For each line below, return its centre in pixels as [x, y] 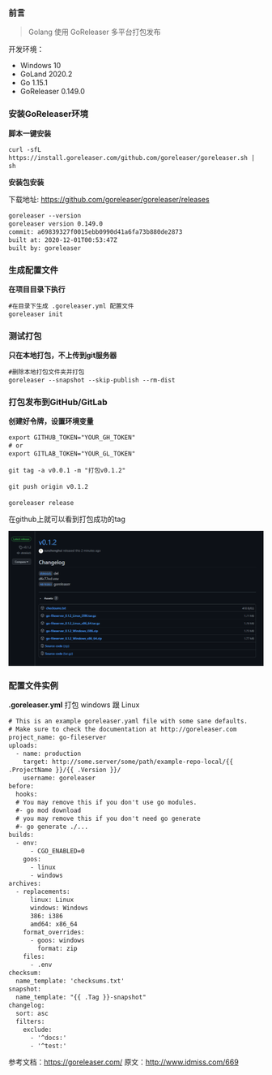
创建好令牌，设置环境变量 [51, 421]
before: [21, 786]
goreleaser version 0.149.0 [56, 224]
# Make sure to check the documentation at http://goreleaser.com [123, 730]
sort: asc [32, 1014]
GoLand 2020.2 [46, 74]
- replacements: [43, 892]
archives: [25, 884]
